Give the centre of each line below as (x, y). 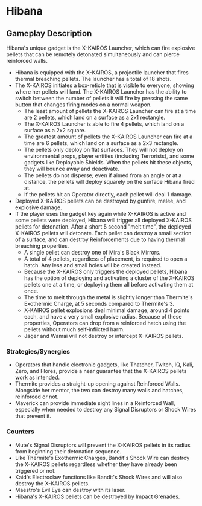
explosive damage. (38, 207)
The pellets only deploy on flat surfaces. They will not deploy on (104, 150)
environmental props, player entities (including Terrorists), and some (109, 156)
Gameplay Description (49, 34)
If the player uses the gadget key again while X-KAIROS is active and (100, 214)
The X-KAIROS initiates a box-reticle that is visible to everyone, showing (104, 85)
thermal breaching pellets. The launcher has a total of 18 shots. (93, 79)
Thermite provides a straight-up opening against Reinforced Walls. (97, 384)
